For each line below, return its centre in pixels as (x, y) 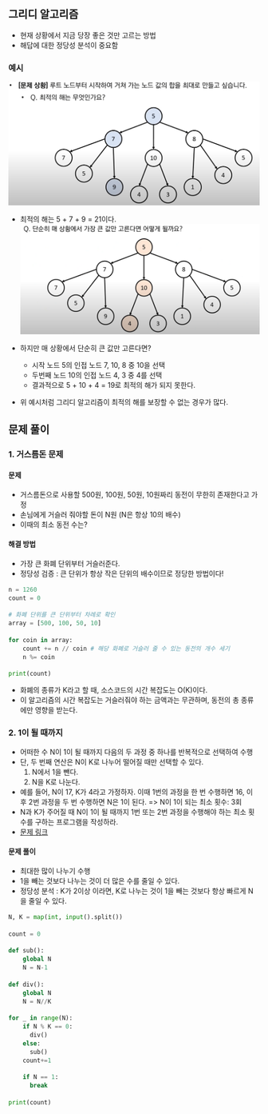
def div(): (26, 984)
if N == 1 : (41, 1077)
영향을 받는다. (56, 710)
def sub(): (26, 951)
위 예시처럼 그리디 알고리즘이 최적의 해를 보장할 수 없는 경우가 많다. (124, 402)
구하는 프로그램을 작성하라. (76, 821)
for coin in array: (41, 640)
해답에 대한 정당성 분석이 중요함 (69, 45)
